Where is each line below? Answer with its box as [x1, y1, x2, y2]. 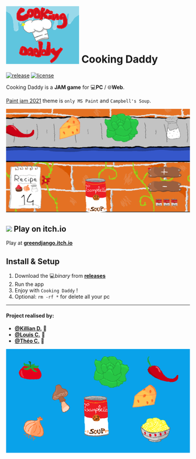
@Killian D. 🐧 [14, 325, 47, 332]
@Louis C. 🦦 [14, 331, 45, 339]
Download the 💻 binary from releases [14, 272, 106, 279]
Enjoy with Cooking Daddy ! [14, 287, 78, 294]
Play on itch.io [13, 224, 66, 234]
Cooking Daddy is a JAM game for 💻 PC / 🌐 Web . [6, 84, 125, 91]
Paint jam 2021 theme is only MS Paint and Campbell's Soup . [6, 97, 152, 104]
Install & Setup [6, 256, 60, 266]
